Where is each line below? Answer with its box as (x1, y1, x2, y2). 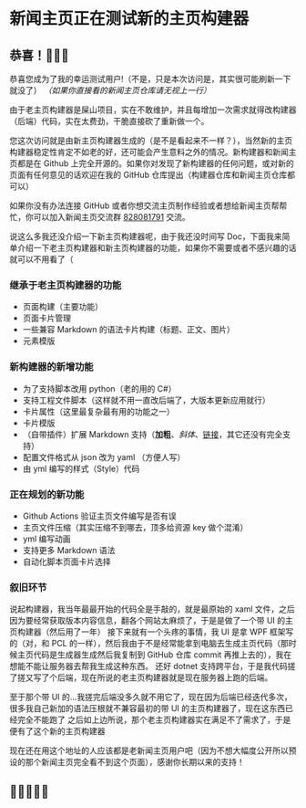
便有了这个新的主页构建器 (9, 726, 106, 737)
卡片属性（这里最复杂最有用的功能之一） (22, 405, 175, 416)
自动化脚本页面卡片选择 (22, 556, 111, 567)
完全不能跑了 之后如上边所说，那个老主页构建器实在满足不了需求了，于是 (16, 714, 291, 726)
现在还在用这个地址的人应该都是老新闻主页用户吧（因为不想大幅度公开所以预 (9, 745, 297, 756)
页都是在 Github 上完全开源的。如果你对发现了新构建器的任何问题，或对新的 (9, 158, 294, 169)
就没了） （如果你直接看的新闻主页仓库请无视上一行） (9, 85, 211, 96)
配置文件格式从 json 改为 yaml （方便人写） (22, 451, 186, 462)
